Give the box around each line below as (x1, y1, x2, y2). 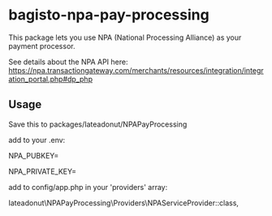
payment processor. (8, 41, 76, 50)
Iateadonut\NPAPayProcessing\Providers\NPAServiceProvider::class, (8, 197, 240, 208)
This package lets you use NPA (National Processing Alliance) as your (8, 32, 242, 42)
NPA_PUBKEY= (8, 150, 59, 160)
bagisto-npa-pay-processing (8, 6, 209, 24)
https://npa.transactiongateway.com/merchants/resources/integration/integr (8, 65, 264, 75)
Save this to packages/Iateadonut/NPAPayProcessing (8, 119, 188, 129)
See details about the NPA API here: (8, 57, 128, 67)
